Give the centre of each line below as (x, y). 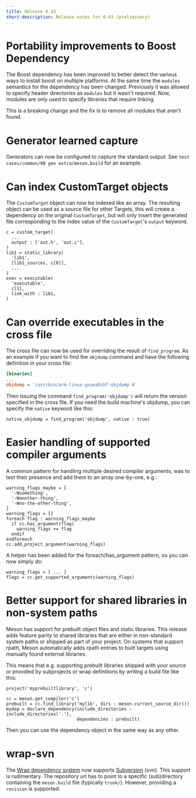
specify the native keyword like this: (50, 408)
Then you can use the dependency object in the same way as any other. (93, 730)
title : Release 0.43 (31, 11)
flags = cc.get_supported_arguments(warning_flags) (70, 577)
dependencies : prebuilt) (109, 719)
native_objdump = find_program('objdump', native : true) (78, 419)
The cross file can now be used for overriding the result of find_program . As (97, 351)
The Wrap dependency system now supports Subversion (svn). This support (98, 770)
